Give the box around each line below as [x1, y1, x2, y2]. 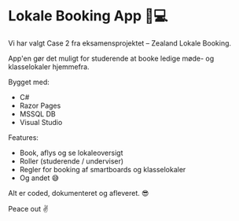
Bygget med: [8, 77, 50, 87]
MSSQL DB [19, 109, 57, 119]
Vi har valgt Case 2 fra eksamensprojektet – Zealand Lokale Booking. [8, 38, 232, 48]
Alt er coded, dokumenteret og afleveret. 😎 [8, 188, 149, 197]
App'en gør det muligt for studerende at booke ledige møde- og [8, 53, 215, 63]
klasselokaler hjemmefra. [8, 61, 90, 72]
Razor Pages [19, 101, 61, 110]
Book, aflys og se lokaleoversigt [19, 148, 123, 157]
